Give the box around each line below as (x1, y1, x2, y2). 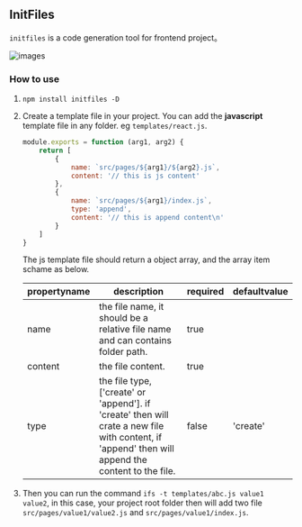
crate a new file (98, 420, 164, 432)
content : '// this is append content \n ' (70, 213, 225, 222)
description (113, 286, 164, 298)
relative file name (98, 323, 172, 336)
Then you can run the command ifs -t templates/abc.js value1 (22, 488, 264, 499)
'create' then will (98, 409, 169, 422)
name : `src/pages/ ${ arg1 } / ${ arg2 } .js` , (70, 162, 220, 172)
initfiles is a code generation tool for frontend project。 (9, 32, 223, 43)
